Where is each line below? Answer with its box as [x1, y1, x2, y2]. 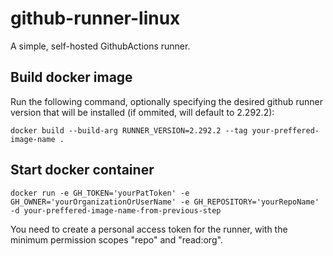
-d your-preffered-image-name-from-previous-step [10, 205, 222, 216]
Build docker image [10, 69, 133, 86]
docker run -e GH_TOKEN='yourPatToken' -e [10, 188, 190, 198]
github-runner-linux [10, 7, 181, 30]
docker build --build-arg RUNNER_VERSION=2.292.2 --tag [10, 125, 248, 136]
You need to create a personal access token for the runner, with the [10, 223, 288, 235]
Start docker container [10, 162, 155, 179]
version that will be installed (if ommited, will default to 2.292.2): [10, 106, 275, 118]
